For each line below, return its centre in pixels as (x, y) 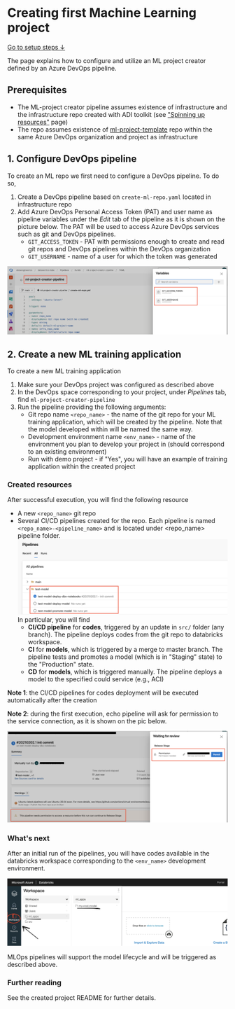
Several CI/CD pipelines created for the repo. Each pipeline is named (116, 521)
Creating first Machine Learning (102, 13)
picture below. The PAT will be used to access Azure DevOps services (118, 226)
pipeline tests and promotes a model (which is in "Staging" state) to (125, 657)
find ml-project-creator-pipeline (66, 400)
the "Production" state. (61, 664)
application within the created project (81, 466)
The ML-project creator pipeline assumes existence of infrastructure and (122, 107)
